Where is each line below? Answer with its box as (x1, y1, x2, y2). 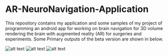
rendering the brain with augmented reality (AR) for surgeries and (5, 30, 142, 36)
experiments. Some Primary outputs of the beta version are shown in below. (5, 36, 163, 42)
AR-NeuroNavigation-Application (5, 3, 149, 15)
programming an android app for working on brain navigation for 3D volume (5, 25, 163, 31)
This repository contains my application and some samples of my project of (5, 20, 163, 26)
